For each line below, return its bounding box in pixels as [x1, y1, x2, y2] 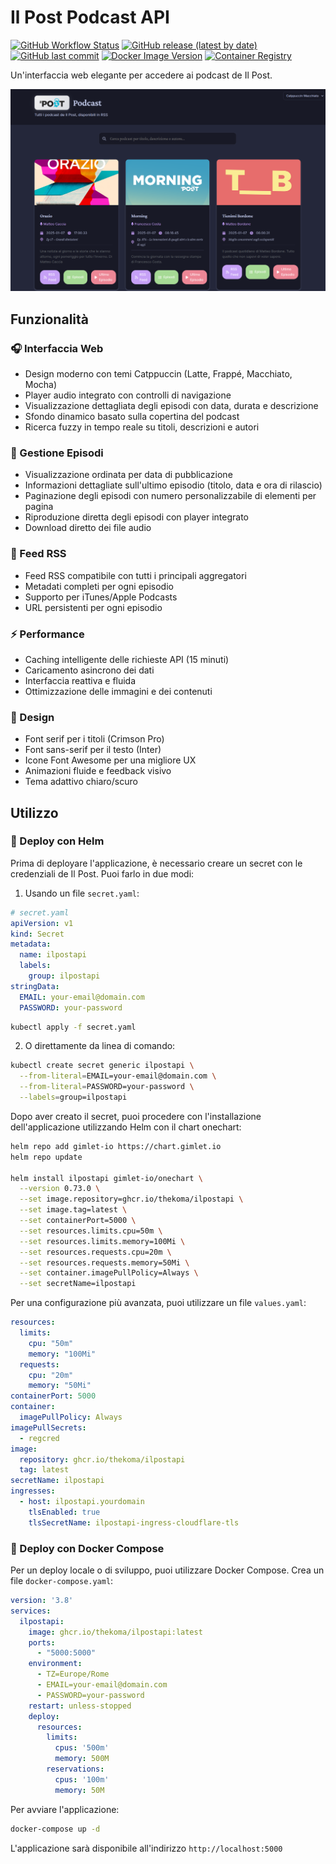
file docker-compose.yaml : [10, 1575, 114, 1587]
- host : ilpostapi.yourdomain [19, 1497, 145, 1507]
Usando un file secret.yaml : [24, 887, 140, 899]
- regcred [19, 1433, 60, 1443]
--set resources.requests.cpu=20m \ [19, 1247, 172, 1257]
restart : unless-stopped [28, 1701, 132, 1711]
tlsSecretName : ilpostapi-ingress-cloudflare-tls [28, 1517, 240, 1528]
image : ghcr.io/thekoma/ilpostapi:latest [28, 1627, 203, 1637]
